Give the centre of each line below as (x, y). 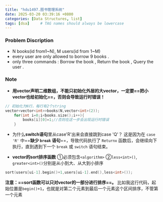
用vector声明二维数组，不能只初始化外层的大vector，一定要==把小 (80, 91)
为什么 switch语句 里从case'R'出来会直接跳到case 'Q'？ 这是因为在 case (84, 134)
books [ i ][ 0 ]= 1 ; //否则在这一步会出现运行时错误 (66, 120)
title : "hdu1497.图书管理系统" (35, 10)
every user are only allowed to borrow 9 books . (61, 56)
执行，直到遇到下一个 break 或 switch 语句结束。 (61, 147)
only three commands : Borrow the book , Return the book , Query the (83, 61)
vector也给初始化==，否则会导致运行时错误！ (58, 97)
